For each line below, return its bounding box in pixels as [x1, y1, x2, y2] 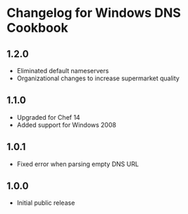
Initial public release [16, 199, 75, 207]
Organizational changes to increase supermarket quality [16, 74, 180, 82]
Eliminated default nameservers [16, 67, 109, 75]
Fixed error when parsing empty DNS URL [16, 160, 139, 168]
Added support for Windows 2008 [16, 120, 117, 129]
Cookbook [6, 20, 68, 36]
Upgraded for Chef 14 [16, 113, 80, 121]
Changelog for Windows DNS [6, 5, 181, 21]
